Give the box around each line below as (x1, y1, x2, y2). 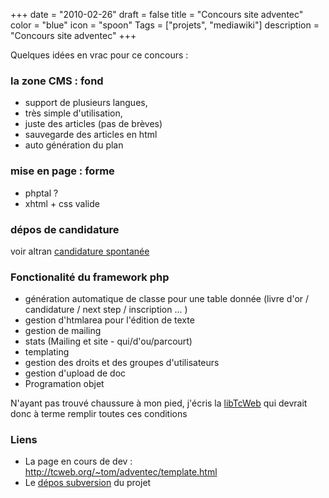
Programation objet (24, 378, 105, 390)
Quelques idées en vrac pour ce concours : (10, 49, 189, 61)
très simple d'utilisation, (24, 107, 123, 119)
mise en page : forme (10, 164, 115, 178)
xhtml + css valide (24, 197, 100, 209)
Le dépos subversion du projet (24, 477, 152, 489)
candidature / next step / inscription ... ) (24, 304, 188, 316)
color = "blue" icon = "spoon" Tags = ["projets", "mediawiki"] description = (10, 19, 320, 31)
